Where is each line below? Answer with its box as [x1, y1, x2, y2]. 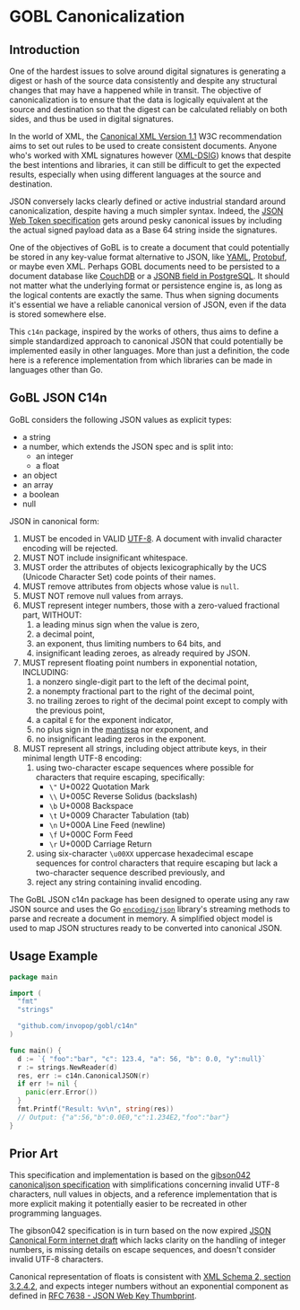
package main [9, 972, 58, 981]
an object [21, 470, 57, 480]
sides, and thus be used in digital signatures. [9, 114, 175, 124]
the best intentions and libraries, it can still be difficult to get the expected [9, 160, 281, 170]
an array [21, 479, 54, 490]
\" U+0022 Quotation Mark [48, 781, 150, 792]
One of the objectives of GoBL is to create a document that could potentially [9, 242, 290, 252]
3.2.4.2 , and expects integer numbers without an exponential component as [9, 1281, 289, 1292]
